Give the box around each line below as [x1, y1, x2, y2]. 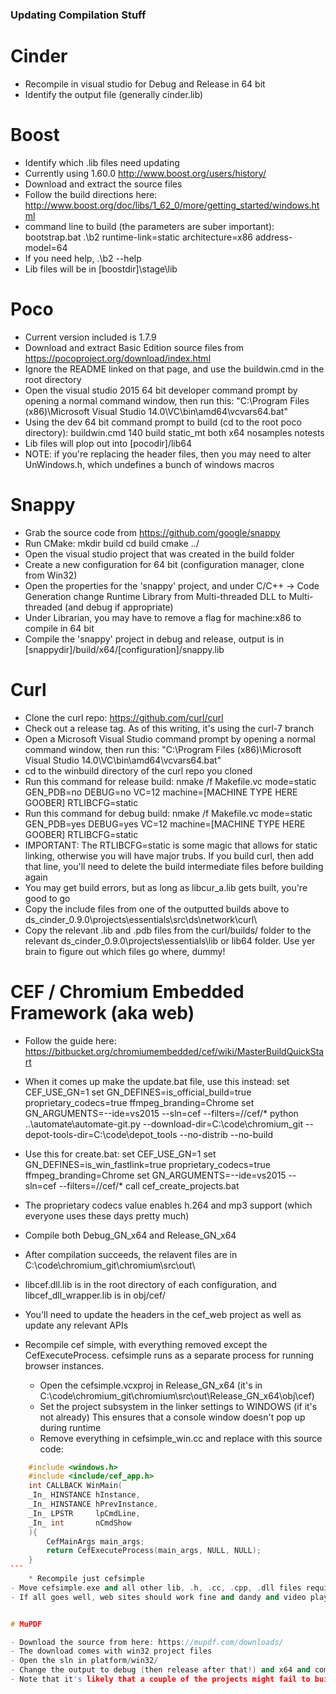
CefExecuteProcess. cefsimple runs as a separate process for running [24, 1349, 315, 1361]
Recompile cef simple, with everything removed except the [24, 1338, 268, 1350]
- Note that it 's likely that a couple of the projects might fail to [10, 1674, 311, 1685]
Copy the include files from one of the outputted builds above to [24, 903, 290, 915]
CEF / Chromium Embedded [10, 980, 245, 1003]
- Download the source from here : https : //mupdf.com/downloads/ [10, 1637, 284, 1647]
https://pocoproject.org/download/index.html [24, 352, 212, 364]
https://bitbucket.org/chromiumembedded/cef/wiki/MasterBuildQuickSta [24, 1045, 325, 1057]
